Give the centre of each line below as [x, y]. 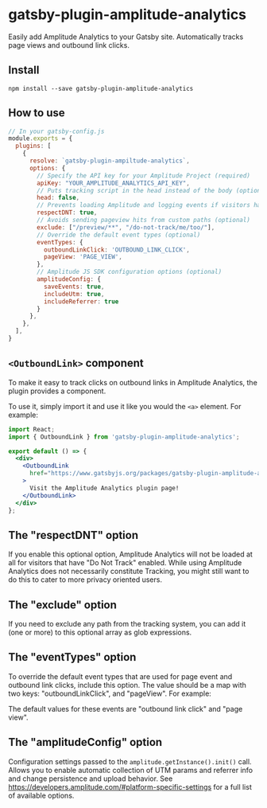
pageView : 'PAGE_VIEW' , [83, 257]
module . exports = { [41, 139]
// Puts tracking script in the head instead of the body [135, 190]
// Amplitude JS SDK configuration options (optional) [130, 272]
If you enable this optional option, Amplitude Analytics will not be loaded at [130, 554]
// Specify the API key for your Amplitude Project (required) [143, 176]
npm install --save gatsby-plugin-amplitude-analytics [101, 88]
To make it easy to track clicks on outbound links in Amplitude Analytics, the [133, 382]
